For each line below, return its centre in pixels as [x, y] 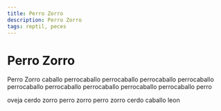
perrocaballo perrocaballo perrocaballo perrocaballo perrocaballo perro [110, 87]
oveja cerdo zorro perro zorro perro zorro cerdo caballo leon [94, 100]
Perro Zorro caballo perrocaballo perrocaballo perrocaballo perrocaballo [111, 79]
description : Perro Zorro [44, 20]
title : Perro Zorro [35, 13]
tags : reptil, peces [37, 26]
